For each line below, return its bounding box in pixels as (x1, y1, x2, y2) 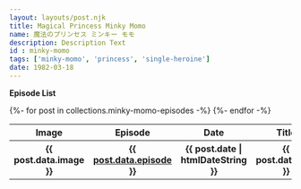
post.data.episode (92, 153, 173, 166)
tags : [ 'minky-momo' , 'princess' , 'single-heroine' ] (9, 55, 211, 64)
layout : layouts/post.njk (9, 13, 106, 22)
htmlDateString (180, 153, 248, 166)
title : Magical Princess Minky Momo (9, 21, 146, 30)
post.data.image (13, 153, 85, 166)
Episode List (9, 87, 56, 99)
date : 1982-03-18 (9, 64, 74, 73)
